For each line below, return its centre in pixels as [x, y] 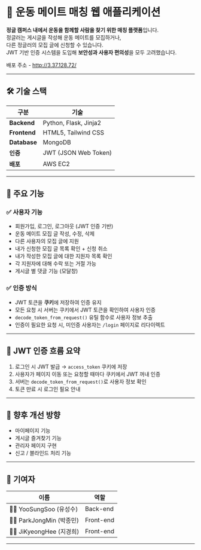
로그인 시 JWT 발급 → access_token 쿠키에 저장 [71, 366]
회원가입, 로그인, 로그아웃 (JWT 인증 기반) [64, 226]
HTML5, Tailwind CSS [74, 132]
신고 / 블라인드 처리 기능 [43, 453]
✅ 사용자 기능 [25, 212]
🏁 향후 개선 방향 [33, 415]
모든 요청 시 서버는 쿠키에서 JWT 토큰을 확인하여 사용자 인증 [85, 310]
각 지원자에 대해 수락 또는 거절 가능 [56, 264]
